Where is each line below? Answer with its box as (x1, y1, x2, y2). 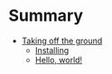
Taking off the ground (21, 35, 103, 46)
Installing (34, 44, 70, 55)
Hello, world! (34, 54, 83, 65)
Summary (8, 5, 83, 26)
